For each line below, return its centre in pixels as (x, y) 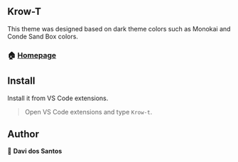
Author (23, 134)
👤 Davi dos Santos (35, 151)
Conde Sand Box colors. (43, 36)
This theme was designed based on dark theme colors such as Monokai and (119, 28)
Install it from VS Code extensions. (58, 98)
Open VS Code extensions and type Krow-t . (88, 112)
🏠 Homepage (32, 55)
